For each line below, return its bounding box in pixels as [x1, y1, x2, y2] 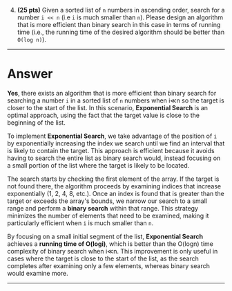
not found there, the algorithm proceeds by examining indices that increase [7, 182, 222, 190]
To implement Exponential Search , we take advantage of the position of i [7, 132, 217, 140]
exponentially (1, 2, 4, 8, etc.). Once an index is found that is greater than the [7, 189, 224, 197]
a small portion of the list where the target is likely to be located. [7, 161, 190, 169]
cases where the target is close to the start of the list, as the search [7, 254, 199, 263]
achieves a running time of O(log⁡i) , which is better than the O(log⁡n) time [7, 239, 214, 248]
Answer [7, 66, 53, 82]
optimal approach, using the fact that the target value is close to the [7, 111, 200, 119]
